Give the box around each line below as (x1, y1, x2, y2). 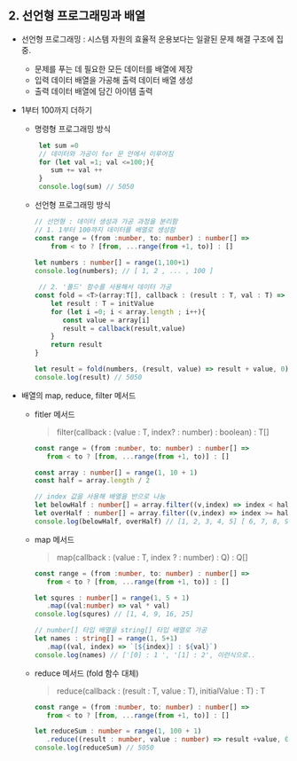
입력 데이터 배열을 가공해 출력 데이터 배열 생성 (34, 75, 193, 85)
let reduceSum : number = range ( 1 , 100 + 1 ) (34, 726, 202, 736)
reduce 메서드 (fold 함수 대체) (34, 668, 139, 679)
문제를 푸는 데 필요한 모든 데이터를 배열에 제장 (34, 63, 193, 74)
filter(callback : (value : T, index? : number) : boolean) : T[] (56, 427, 270, 437)
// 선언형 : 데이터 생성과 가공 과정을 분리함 (34, 217, 178, 226)
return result (51, 341, 103, 349)
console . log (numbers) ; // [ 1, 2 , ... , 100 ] (34, 267, 214, 276)
